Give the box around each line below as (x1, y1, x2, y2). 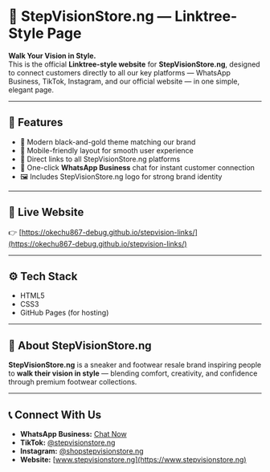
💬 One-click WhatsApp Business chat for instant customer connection (19, 162, 256, 172)
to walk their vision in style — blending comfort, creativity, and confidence (8, 368, 258, 378)
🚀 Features (8, 116, 63, 129)
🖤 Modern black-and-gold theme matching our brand (19, 136, 196, 147)
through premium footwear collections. (8, 377, 137, 387)
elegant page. (8, 84, 55, 95)
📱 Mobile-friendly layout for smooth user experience (19, 145, 194, 155)
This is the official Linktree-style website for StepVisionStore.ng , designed (8, 59, 260, 69)
